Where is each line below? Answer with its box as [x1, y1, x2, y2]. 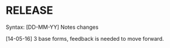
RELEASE [5, 4, 54, 17]
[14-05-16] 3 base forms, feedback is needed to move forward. [5, 35, 164, 42]
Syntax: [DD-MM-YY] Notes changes [5, 23, 99, 31]
